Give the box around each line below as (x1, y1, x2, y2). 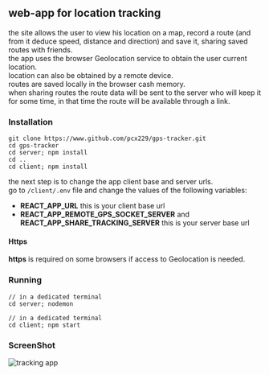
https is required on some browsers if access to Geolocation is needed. (8, 254, 246, 264)
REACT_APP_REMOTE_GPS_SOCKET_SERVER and (19, 209, 190, 220)
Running (8, 274, 43, 286)
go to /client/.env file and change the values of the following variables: (8, 185, 247, 196)
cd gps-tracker (8, 142, 59, 150)
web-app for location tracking (8, 6, 161, 20)
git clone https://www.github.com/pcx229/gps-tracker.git (8, 134, 206, 143)
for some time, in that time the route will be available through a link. (8, 96, 230, 105)
